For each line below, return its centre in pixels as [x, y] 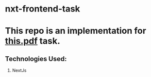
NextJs [19, 70]
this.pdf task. [33, 41]
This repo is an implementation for [76, 31]
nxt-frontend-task [42, 9]
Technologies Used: [36, 59]
